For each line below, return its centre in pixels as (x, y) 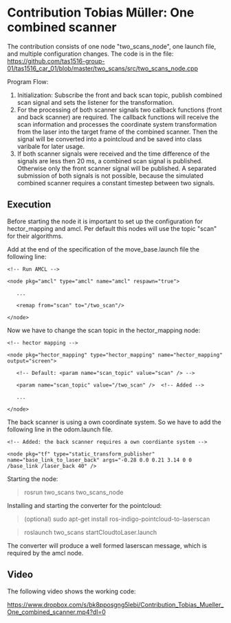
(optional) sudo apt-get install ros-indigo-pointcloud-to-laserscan (117, 519)
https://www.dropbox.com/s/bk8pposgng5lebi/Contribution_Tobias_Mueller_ (115, 604)
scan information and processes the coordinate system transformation (117, 124)
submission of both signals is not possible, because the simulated (110, 175)
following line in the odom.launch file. (60, 429)
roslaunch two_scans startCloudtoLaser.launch (90, 532)
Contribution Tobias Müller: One (101, 13)
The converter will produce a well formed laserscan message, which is (107, 545)
